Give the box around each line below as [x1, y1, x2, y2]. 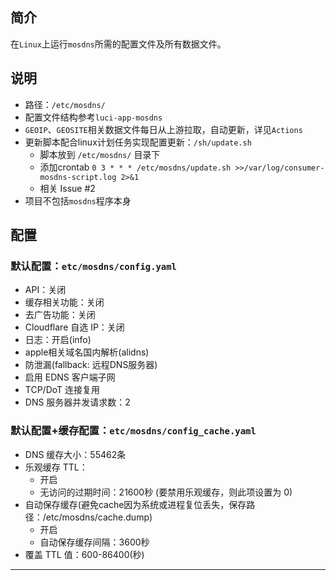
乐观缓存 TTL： [24, 461, 88, 473]
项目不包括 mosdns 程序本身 [24, 194, 132, 207]
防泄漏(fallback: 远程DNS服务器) [24, 359, 158, 371]
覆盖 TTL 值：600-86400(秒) [24, 548, 145, 560]
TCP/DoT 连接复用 [24, 384, 101, 396]
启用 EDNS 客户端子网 [24, 371, 116, 383]
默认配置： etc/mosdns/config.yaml [10, 259, 177, 273]
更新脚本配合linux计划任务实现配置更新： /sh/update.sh [24, 136, 252, 148]
